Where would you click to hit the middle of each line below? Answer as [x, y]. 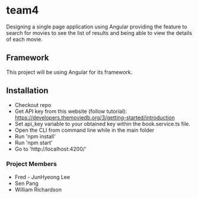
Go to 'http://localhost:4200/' [51, 149]
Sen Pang [26, 183]
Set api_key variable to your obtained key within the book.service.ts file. [103, 124]
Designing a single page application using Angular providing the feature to [97, 27]
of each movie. [24, 39]
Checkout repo [33, 105]
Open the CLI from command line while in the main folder [84, 130]
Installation [27, 91]
